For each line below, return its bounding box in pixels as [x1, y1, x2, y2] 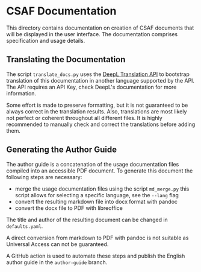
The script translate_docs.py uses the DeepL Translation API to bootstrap [6, 71, 190, 78]
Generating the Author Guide [6, 145, 117, 155]
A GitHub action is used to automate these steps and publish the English [6, 252, 185, 259]
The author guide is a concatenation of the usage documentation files [6, 160, 179, 168]
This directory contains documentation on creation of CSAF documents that [6, 24, 194, 31]
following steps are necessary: [6, 173, 82, 180]
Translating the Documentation [6, 54, 126, 65]
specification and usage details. [6, 37, 85, 44]
